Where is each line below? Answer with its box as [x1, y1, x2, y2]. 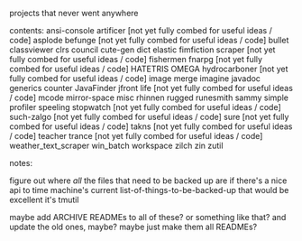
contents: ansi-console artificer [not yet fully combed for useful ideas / [9, 25, 272, 35]
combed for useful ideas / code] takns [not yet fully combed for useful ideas [9, 121, 293, 132]
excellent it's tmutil [9, 194, 79, 205]
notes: [9, 158, 33, 168]
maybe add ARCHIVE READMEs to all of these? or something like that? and [9, 212, 287, 222]
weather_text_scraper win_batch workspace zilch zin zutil [9, 140, 224, 151]
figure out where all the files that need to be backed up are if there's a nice [9, 175, 288, 186]
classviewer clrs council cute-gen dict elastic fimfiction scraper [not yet [9, 44, 276, 55]
